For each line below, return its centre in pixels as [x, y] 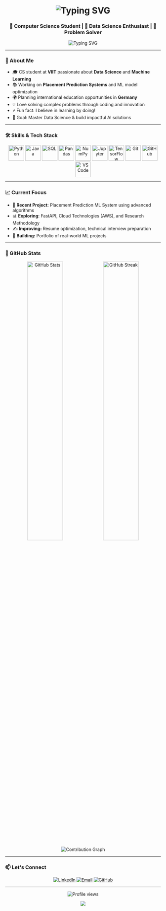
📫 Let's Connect [26, 867]
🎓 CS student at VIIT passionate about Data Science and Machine [81, 71]
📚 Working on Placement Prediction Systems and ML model [75, 84]
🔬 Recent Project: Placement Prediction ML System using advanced [82, 205]
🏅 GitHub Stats [23, 253]
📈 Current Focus [26, 192]
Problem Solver [83, 32]
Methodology [26, 223]
